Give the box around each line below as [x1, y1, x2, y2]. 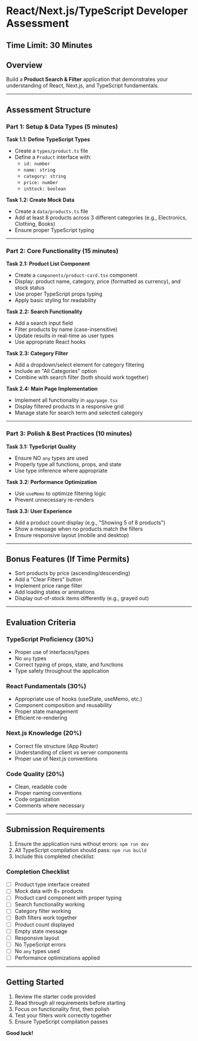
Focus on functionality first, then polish [14, 1005, 110, 1013]
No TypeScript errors [14, 941, 67, 948]
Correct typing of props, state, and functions [14, 661, 124, 668]
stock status [14, 284, 45, 292]
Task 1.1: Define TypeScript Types [6, 136, 90, 143]
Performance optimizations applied [14, 954, 100, 961]
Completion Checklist [6, 868, 70, 876]
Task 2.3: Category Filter [6, 350, 68, 357]
